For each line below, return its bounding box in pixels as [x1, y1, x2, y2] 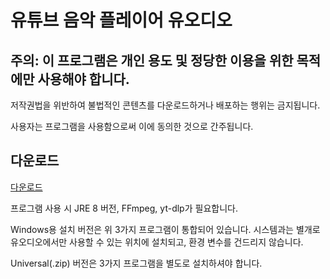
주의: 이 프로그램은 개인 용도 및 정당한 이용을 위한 [10, 52, 294, 69]
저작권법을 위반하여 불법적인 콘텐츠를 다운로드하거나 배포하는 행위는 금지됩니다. [10, 99, 321, 111]
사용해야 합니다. [37, 71, 130, 88]
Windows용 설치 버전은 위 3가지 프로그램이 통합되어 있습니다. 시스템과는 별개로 [10, 223, 321, 235]
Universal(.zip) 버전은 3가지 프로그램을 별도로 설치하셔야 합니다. [10, 257, 263, 269]
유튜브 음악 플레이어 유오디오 [10, 9, 233, 32]
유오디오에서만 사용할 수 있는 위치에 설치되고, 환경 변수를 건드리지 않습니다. [10, 236, 304, 248]
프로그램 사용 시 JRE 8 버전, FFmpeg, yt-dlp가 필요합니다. [10, 202, 238, 214]
